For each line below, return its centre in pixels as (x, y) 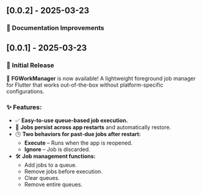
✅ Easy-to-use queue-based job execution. (71, 120)
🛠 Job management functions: (55, 156)
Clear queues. (42, 178)
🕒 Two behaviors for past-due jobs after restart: (78, 134)
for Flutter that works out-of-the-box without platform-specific (85, 85)
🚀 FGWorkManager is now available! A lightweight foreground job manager (101, 78)
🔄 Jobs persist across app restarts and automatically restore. (93, 128)
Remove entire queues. (53, 185)
